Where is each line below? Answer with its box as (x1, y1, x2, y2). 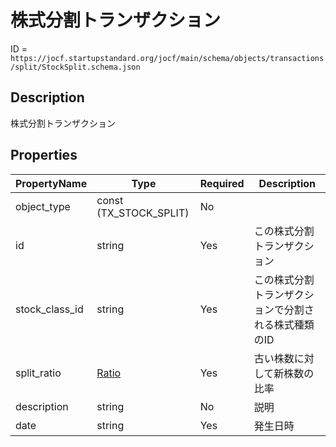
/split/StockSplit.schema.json (10, 62, 141, 72)
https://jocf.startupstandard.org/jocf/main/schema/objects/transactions (10, 53, 325, 63)
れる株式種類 (253, 317, 315, 331)
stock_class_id (15, 302, 84, 316)
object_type (15, 199, 71, 213)
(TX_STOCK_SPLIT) (96, 206, 190, 220)
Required (199, 176, 245, 190)
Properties (10, 147, 78, 164)
